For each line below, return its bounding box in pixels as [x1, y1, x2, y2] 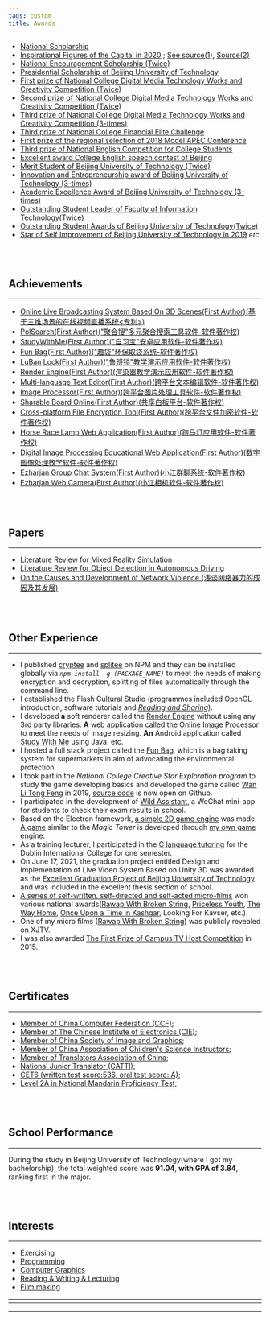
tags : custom [8, 11, 52, 20]
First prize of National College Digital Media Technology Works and [19, 76, 243, 85]
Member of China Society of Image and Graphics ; [19, 1035, 185, 1045]
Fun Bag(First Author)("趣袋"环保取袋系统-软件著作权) [19, 347, 198, 357]
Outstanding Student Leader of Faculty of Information [19, 204, 198, 213]
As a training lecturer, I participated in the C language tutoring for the [19, 839, 249, 849]
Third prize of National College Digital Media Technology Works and [19, 109, 245, 119]
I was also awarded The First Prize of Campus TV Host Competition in [19, 933, 252, 943]
